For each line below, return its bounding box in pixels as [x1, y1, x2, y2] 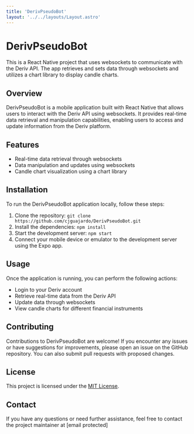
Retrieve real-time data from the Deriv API [14, 292, 116, 299]
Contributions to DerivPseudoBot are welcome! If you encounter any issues [6, 338, 188, 345]
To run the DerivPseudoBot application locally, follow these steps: [6, 201, 165, 208]
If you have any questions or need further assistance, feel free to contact [6, 415, 183, 422]
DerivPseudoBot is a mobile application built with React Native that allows [6, 104, 184, 111]
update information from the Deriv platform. [6, 123, 111, 130]
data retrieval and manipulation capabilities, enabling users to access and [6, 116, 183, 123]
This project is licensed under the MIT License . [6, 383, 120, 390]
